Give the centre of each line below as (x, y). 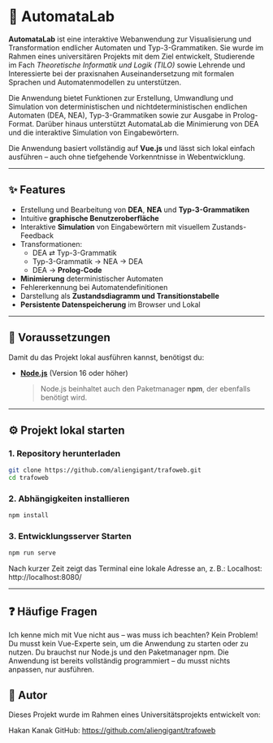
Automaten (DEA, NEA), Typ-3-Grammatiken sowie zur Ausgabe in (120, 115)
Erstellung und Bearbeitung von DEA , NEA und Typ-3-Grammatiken (135, 210)
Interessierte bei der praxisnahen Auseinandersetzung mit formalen (121, 73)
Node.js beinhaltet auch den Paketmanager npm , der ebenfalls (145, 388)
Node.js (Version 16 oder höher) (74, 373)
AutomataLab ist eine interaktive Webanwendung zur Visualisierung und (130, 39)
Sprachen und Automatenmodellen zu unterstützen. (95, 82)
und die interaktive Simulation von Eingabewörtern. (94, 132)
